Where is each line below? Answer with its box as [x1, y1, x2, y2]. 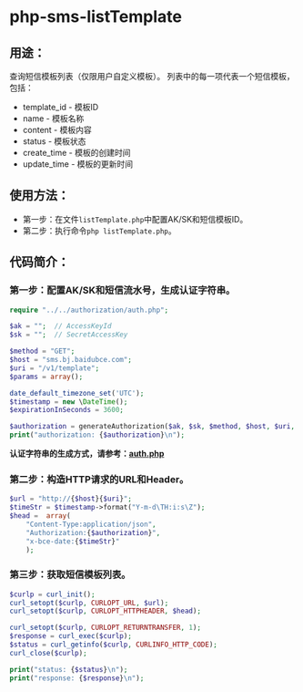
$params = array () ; [9, 372, 84, 381]
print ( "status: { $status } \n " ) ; [9, 665, 128, 674]
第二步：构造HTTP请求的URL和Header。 [9, 472, 189, 485]
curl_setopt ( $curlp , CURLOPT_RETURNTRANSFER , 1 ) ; [9, 623, 202, 633]
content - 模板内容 [22, 125, 93, 135]
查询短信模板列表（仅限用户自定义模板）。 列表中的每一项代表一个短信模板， [9, 71, 295, 81]
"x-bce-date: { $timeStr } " [25, 536, 120, 546]
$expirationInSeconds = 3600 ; [9, 406, 125, 415]
